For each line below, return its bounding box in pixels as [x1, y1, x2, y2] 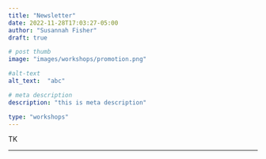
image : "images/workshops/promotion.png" [8, 55, 147, 63]
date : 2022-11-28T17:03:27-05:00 [8, 19, 119, 27]
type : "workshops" [8, 112, 69, 121]
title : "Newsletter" [8, 11, 77, 20]
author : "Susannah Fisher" [8, 26, 97, 34]
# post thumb [8, 48, 51, 56]
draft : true [8, 33, 47, 42]
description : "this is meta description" [8, 98, 147, 107]
